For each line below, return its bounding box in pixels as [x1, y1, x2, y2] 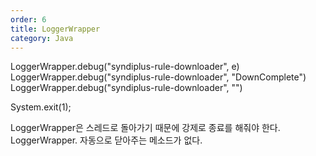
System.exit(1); [10, 101, 72, 113]
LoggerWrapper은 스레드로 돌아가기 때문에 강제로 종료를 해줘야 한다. [10, 122, 281, 134]
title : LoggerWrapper [10, 24, 101, 34]
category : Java [10, 33, 74, 43]
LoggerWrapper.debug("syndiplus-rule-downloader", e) [10, 61, 240, 73]
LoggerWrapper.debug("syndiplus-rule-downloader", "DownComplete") [10, 71, 307, 83]
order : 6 [10, 14, 47, 25]
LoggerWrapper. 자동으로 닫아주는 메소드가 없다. [10, 134, 203, 146]
